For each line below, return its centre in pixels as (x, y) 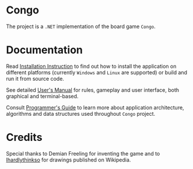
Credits (24, 137)
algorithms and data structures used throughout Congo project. (81, 113)
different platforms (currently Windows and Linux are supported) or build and (97, 72)
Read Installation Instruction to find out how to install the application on (91, 66)
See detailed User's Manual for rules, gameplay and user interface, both (93, 90)
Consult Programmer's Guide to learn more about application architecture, (95, 107)
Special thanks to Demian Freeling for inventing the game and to (83, 153)
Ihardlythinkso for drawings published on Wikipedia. (69, 160)
